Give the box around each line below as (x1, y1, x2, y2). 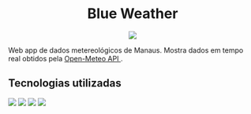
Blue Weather (87, 5, 178, 23)
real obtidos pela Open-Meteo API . (8, 53, 123, 63)
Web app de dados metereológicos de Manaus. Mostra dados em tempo (8, 45, 244, 55)
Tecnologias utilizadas (8, 76, 122, 90)
